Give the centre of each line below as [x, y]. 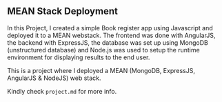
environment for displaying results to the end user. [79, 57]
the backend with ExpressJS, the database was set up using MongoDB [108, 42]
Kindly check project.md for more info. [62, 91]
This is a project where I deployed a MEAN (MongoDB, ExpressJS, [101, 70]
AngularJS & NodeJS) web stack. [54, 78]
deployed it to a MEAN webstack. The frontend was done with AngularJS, [111, 35]
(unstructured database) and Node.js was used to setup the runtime [103, 50]
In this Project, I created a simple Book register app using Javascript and [110, 28]
